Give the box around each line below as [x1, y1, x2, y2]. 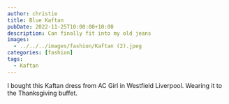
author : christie [7, 10, 58, 17]
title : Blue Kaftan [7, 17, 64, 24]
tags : [7, 56, 23, 63]
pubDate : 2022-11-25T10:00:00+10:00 [7, 23, 114, 30]
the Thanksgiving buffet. [7, 89, 78, 97]
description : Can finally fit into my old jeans [7, 29, 152, 37]
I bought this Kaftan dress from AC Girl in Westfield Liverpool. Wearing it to [7, 81, 222, 89]
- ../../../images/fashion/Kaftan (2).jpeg [13, 43, 142, 50]
